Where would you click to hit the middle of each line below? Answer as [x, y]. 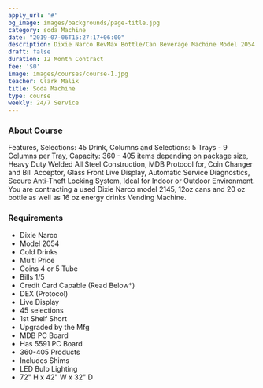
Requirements [36, 218]
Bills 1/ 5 [32, 276]
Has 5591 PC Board [51, 343]
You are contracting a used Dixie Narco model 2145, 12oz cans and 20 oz [127, 189]
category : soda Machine [47, 30]
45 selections [42, 310]
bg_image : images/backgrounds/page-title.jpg [84, 23]
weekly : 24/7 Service [44, 103]
